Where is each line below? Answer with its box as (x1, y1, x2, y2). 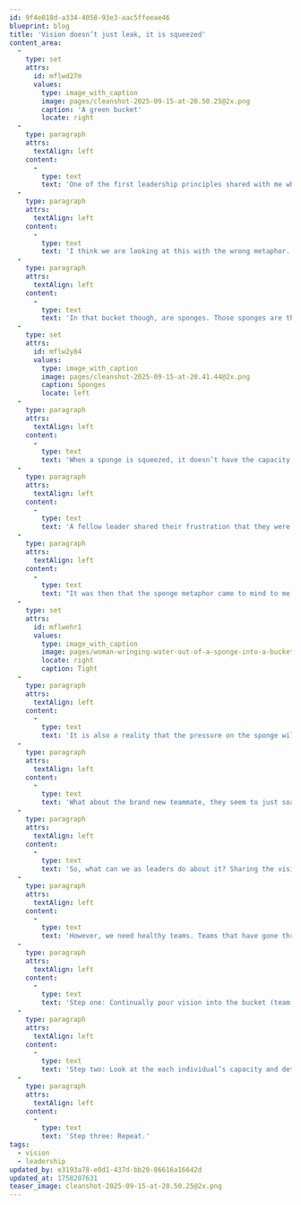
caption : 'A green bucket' (41, 105, 142, 114)
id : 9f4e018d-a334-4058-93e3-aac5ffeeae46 (9, 13, 170, 22)
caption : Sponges (41, 381, 106, 390)
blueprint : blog (9, 22, 70, 31)
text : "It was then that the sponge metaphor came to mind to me (41, 589, 291, 598)
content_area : (9, 38, 63, 48)
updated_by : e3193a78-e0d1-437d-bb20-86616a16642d (9, 1165, 202, 1174)
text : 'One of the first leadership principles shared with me (41, 180, 282, 189)
